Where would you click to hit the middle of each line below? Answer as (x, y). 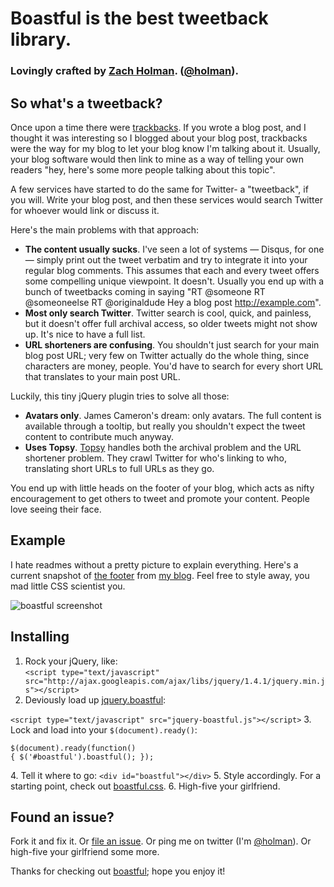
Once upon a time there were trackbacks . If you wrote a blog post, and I (158, 127)
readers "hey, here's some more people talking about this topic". (143, 169)
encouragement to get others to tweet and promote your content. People (160, 498)
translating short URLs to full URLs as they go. (119, 468)
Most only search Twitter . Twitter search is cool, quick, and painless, (168, 313)
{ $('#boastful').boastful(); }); (82, 757)
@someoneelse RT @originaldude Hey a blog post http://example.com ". (173, 302)
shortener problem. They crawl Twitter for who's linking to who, (155, 458)
